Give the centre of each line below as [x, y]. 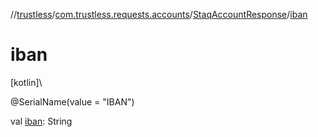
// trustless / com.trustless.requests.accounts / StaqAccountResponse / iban [159, 14]
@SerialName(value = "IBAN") [72, 101]
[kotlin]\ [26, 82]
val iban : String [41, 121]
